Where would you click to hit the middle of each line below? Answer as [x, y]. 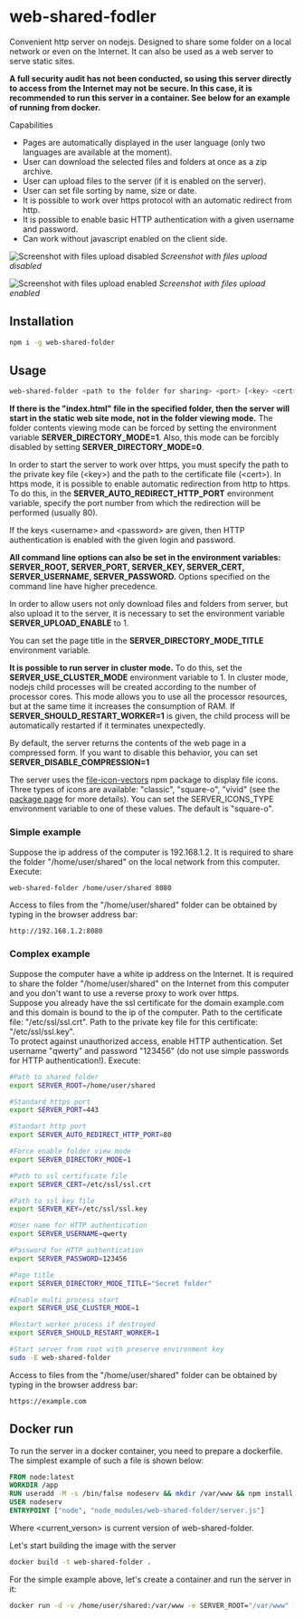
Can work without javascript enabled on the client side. [125, 238]
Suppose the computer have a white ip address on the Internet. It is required [152, 973]
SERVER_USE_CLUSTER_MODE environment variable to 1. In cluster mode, [149, 677]
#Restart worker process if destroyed [82, 1325]
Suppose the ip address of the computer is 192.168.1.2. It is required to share [152, 852]
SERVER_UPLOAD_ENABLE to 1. [69, 623]
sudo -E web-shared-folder [60, 1357]
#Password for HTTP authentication [76, 1250]
